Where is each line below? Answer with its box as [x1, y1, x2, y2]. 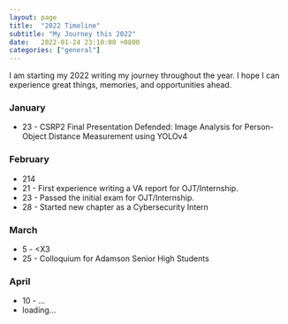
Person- [244, 121, 274, 133]
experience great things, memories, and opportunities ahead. [9, 80, 232, 90]
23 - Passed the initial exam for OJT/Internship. [21, 192, 194, 203]
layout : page [9, 12, 57, 22]
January [9, 102, 46, 114]
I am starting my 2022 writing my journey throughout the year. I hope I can [9, 70, 280, 81]
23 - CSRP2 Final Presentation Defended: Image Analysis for [21, 121, 243, 133]
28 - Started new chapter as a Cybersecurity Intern [21, 201, 209, 212]
